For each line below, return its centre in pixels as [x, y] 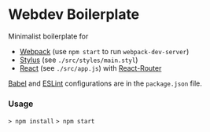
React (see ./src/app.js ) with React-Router [90, 68]
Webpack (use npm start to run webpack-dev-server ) [104, 51]
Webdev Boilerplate [74, 15]
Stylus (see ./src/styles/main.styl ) [79, 60]
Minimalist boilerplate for [48, 36]
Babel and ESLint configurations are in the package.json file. [105, 83]
